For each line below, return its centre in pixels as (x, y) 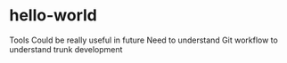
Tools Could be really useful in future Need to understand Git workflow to (143, 40)
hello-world (53, 16)
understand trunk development (66, 49)
